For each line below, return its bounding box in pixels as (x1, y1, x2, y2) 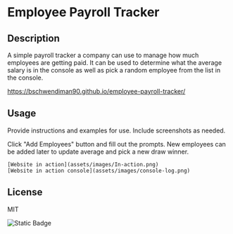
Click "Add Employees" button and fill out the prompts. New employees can (7, 140, 227, 148)
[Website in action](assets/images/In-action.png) (7, 161, 159, 168)
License (7, 186, 43, 198)
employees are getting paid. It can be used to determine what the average (7, 58, 222, 67)
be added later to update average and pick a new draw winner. (7, 147, 189, 156)
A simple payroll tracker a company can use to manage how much (7, 51, 199, 59)
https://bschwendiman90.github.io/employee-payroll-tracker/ (7, 87, 186, 95)
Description (7, 32, 60, 44)
